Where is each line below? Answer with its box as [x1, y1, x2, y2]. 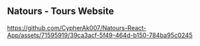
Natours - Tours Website [7, 5, 114, 17]
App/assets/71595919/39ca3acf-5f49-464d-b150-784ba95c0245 [7, 31, 193, 39]
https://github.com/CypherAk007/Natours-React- [7, 23, 147, 32]
